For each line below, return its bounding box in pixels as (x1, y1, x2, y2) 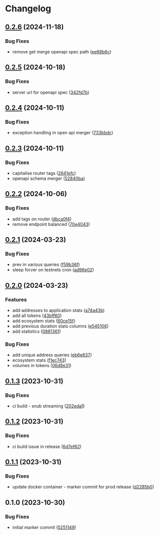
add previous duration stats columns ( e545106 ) (12, 323, 109, 329)
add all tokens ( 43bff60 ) (12, 313, 62, 319)
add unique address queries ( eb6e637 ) (12, 352, 92, 358)
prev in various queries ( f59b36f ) (12, 262, 80, 267)
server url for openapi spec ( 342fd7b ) (12, 89, 90, 95)
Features (5, 296, 27, 303)
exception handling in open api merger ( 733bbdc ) (12, 130, 114, 136)
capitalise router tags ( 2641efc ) (12, 170, 77, 176)
